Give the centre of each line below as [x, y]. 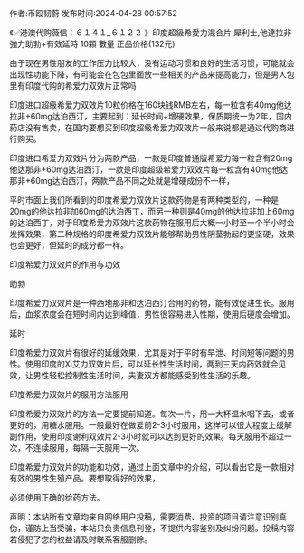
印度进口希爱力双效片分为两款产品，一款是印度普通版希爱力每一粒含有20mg [151, 158]
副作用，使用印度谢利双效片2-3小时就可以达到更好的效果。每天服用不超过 [147, 436]
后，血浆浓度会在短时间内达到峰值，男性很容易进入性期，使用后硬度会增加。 [152, 314]
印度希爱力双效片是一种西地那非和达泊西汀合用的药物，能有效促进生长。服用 [152, 303]
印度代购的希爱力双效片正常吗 [81, 86]
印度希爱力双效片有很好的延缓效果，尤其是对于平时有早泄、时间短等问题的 [148, 353]
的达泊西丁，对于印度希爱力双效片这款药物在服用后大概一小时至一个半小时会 [152, 223]
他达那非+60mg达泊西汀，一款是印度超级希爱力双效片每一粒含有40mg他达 [149, 169]
